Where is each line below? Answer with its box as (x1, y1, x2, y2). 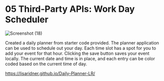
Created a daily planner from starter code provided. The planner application (5, 40, 160, 45)
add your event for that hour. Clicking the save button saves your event (5, 50, 150, 56)
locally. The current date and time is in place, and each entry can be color (5, 55, 155, 61)
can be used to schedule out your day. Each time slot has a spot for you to (5, 45, 157, 51)
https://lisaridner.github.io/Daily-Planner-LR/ (5, 70, 95, 76)
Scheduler (5, 14, 48, 25)
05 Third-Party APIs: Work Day (5, 3, 135, 15)
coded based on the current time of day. (5, 61, 87, 67)
